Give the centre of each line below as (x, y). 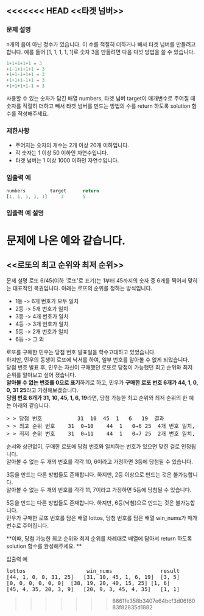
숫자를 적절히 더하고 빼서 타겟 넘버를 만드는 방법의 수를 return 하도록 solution (98, 106)
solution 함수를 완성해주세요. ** (44, 546)
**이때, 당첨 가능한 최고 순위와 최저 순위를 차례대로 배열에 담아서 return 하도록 (99, 539)
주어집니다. (36, 526)
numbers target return (53, 191)
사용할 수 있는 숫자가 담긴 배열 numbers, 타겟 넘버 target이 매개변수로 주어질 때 (101, 99)
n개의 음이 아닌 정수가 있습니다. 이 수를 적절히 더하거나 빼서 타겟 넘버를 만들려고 (101, 44)
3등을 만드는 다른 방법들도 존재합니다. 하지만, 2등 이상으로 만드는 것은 (89, 475)
